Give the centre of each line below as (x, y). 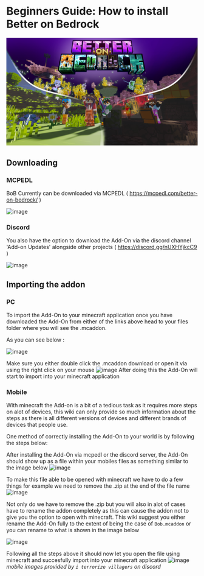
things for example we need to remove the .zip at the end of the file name (98, 486)
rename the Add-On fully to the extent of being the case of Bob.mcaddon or (99, 524)
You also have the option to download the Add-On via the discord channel (99, 241)
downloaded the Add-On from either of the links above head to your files (97, 321)
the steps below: (27, 443)
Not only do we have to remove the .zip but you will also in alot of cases (96, 504)
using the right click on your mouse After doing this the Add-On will (102, 370)
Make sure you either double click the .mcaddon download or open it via (97, 364)
